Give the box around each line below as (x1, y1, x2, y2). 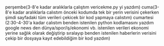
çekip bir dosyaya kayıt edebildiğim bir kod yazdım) (5, 35, 110, 41)
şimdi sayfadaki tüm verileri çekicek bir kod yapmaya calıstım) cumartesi (5, 15, 154, 20)
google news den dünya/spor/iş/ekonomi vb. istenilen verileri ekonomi (5, 25, 149, 31)
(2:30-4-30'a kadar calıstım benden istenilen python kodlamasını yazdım (5, 20, 154, 25)
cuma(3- (141, 4, 160, 10)
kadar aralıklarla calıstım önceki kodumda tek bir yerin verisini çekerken (12, 9, 159, 15)
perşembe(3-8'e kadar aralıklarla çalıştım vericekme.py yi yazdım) (5, 4, 141, 10)
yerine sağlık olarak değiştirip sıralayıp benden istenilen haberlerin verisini (5, 30, 157, 36)
